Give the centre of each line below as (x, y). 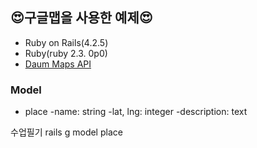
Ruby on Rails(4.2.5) (66, 42)
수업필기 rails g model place (66, 132)
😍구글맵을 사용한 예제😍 (81, 18)
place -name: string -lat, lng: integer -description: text (136, 112)
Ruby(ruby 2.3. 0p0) (66, 53)
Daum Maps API (58, 64)
